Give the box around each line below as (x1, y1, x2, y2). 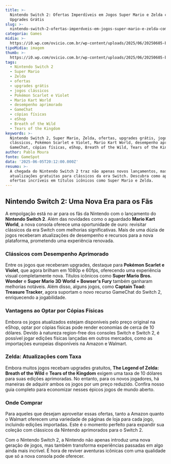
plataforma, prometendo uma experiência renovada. (5, 238, 115, 244)
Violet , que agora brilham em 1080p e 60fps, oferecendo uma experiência (5, 267, 161, 273)
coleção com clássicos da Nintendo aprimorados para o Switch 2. (5, 427, 144, 433)
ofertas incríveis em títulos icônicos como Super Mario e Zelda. (10, 178, 154, 184)
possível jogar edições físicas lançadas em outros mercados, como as (5, 335, 153, 341)
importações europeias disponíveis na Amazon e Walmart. (5, 340, 127, 347)
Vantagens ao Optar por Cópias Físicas (5, 307, 104, 314)
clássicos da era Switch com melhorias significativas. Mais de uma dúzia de (5, 226, 164, 233)
